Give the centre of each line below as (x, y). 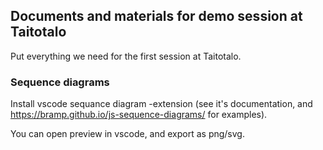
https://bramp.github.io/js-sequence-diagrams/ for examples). (139, 115)
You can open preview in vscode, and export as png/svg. (127, 134)
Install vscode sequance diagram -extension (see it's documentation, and (161, 104)
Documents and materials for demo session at (156, 16)
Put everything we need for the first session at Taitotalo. (126, 56)
